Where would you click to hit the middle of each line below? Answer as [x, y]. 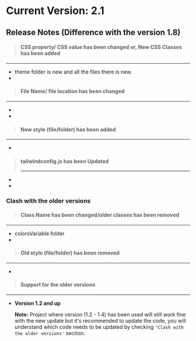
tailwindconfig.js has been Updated [64, 161]
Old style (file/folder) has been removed [70, 253]
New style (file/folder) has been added [68, 129]
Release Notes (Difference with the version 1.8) [93, 32]
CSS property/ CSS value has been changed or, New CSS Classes [101, 47]
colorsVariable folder [40, 233]
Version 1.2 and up [38, 303]
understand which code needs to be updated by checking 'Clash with [99, 327]
